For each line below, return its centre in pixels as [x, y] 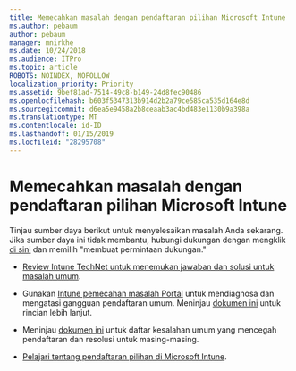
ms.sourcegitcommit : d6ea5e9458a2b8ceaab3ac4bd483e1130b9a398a [130, 109]
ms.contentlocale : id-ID [55, 126]
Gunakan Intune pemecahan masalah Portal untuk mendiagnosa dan [148, 293]
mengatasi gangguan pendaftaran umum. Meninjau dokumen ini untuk [152, 303]
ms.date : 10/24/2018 [48, 51]
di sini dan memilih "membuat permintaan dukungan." [108, 249]
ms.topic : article [43, 68]
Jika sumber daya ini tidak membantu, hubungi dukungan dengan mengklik [148, 240]
